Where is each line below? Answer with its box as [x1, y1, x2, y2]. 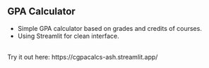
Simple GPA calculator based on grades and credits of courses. [17, 24, 203, 32]
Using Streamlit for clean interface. [17, 32, 120, 40]
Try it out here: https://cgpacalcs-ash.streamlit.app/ [7, 53, 158, 61]
